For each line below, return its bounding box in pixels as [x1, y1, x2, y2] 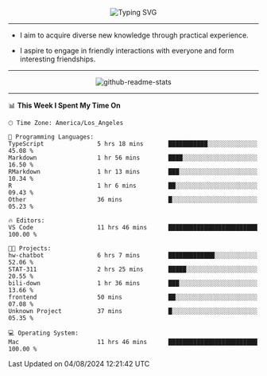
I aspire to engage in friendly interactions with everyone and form [19, 46, 234, 55]
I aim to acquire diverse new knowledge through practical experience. [19, 30, 249, 40]
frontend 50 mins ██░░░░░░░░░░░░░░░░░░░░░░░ [8, 293, 258, 301]
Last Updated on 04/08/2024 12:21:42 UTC [8, 359, 150, 368]
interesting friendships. [19, 54, 96, 64]
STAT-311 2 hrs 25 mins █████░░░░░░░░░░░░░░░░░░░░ [8, 265, 258, 273]
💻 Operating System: [8, 329, 79, 337]
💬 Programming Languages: [8, 133, 94, 141]
